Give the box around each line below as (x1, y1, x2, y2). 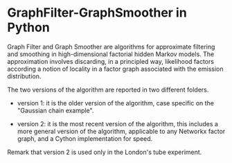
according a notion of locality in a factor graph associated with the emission (7, 65, 224, 73)
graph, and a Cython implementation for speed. (17, 134, 153, 143)
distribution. (7, 71, 42, 80)
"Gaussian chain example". (17, 106, 94, 114)
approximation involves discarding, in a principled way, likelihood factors (7, 57, 215, 65)
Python (7, 19, 50, 35)
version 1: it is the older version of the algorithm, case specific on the (17, 98, 215, 107)
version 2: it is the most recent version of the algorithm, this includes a (17, 119, 218, 128)
